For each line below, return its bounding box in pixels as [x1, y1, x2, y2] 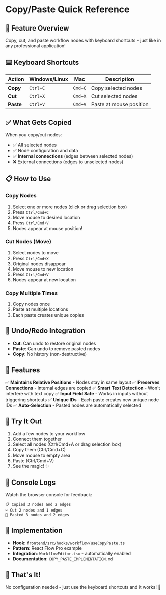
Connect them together [12, 436, 62, 442]
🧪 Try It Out [5, 417, 42, 426]
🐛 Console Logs [5, 478, 56, 487]
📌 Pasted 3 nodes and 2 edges [5, 513, 70, 518]
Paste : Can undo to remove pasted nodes [12, 345, 100, 352]
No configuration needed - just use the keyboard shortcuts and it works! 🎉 [5, 584, 161, 590]
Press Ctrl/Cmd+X [12, 255, 49, 261]
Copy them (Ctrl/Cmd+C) [12, 447, 66, 453]
